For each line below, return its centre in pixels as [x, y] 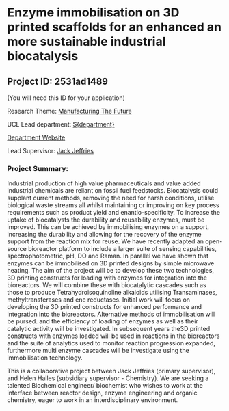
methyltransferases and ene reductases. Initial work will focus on [98, 300]
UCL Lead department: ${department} [61, 124]
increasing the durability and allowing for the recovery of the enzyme [104, 235]
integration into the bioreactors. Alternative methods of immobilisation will [111, 314]
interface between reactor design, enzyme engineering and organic [102, 393]
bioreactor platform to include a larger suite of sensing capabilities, [122, 249]
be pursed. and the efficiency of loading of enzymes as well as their [103, 321]
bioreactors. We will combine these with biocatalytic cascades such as [107, 285]
